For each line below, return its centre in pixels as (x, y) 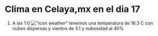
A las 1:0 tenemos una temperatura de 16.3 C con (83, 23)
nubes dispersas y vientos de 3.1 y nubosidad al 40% (68, 28)
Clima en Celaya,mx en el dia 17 (73, 9)
